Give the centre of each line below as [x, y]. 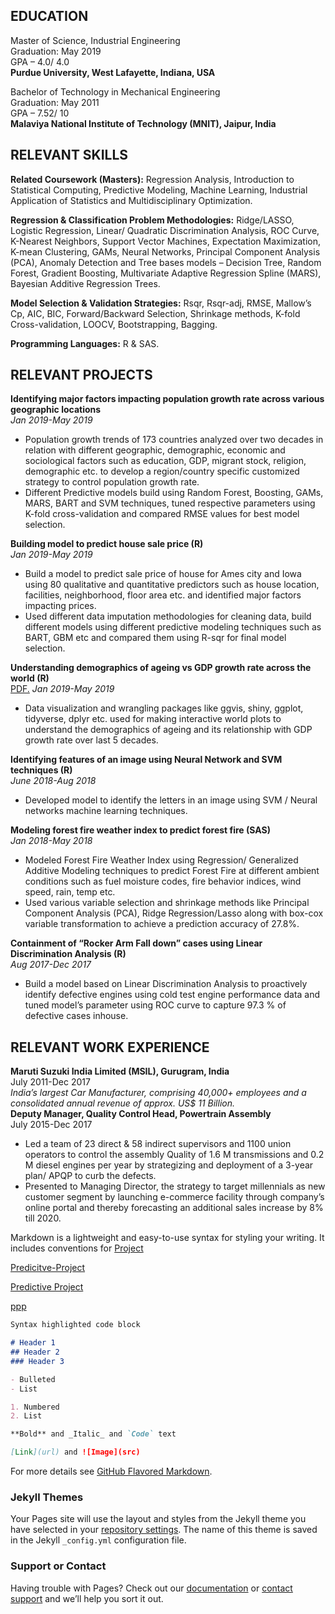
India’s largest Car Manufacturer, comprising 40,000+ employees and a [158, 1093]
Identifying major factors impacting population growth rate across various [167, 399]
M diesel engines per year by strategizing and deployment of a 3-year [169, 1165]
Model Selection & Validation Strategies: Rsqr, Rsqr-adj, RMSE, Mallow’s [161, 303]
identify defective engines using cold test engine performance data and [172, 995]
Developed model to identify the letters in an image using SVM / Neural [171, 800]
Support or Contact [58, 1566]
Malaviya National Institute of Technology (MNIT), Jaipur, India [143, 123]
